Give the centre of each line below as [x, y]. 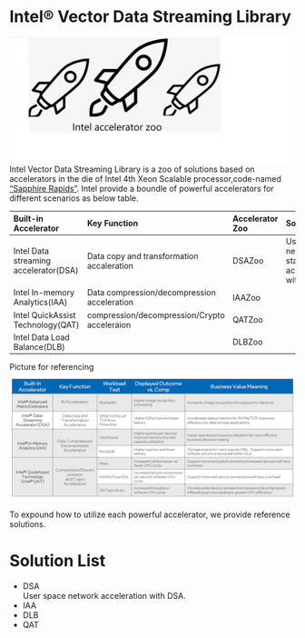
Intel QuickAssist [44, 314]
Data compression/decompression [151, 293]
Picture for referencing [52, 367]
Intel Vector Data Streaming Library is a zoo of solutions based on [133, 169]
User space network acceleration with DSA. [104, 595]
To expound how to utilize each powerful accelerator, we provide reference [150, 514]
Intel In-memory [44, 293]
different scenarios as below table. [74, 198]
